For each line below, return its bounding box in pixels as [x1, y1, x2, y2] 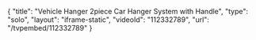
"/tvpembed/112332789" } [7, 24, 93, 32]
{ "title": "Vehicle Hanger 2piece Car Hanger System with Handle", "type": [7, 7, 249, 16]
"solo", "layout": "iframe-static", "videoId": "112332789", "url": [7, 15, 209, 24]
